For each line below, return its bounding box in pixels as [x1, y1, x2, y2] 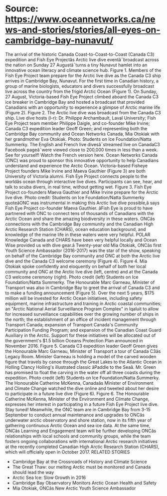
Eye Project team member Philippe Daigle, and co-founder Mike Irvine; [5, 120, 150, 126]
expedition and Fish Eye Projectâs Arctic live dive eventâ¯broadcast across [5, 56, 159, 62]
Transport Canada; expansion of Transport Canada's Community [5, 321, 139, 327]
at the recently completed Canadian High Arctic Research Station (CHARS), [5, 444, 160, 450]
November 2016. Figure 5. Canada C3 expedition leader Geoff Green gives [5, 343, 158, 349]
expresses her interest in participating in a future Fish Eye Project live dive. [5, 401, 159, 407]
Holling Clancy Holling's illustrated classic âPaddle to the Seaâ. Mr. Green [5, 364, 156, 370]
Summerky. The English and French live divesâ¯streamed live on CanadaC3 [5, 141, 161, 147]
